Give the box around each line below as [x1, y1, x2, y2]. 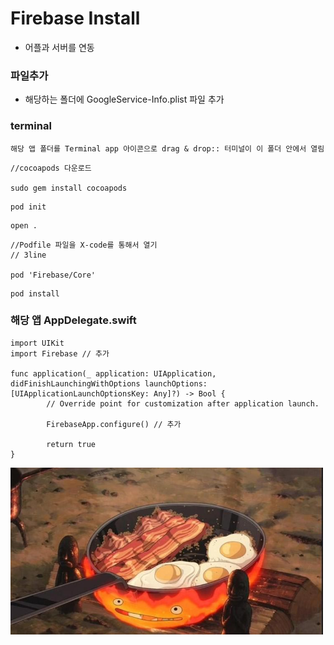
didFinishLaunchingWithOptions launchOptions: [10, 378, 208, 389]
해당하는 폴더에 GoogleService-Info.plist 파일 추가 [24, 93, 225, 106]
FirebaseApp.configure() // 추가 [46, 419, 182, 429]
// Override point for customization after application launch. [46, 398, 320, 409]
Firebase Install [10, 7, 141, 30]
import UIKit [10, 338, 65, 348]
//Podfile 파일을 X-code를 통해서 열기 [10, 240, 158, 250]
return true [46, 439, 97, 449]
